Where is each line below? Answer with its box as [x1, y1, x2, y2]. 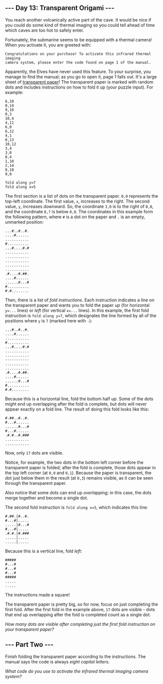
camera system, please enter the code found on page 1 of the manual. [5, 60, 151, 65]
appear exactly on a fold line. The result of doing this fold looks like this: [5, 406, 149, 412]
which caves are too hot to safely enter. [5, 27, 84, 33]
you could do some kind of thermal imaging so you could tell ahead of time [5, 22, 155, 28]
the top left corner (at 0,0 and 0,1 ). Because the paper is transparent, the [5, 470, 152, 476]
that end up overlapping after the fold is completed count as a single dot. [5, 612, 151, 617]
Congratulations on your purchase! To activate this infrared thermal [5, 51, 151, 56]
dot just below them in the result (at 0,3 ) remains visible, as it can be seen [5, 475, 153, 481]
